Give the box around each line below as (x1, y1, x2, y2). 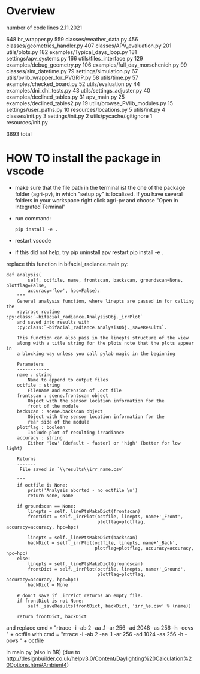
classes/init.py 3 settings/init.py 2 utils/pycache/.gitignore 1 (6, 112, 153, 120)
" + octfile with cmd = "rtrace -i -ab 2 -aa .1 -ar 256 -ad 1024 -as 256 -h (6, 630, 184, 637)
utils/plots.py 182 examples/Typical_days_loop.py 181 (6, 48, 137, 55)
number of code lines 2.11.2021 (6, 24, 83, 31)
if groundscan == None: (17, 503, 77, 509)
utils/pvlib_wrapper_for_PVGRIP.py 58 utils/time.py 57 (6, 74, 139, 81)
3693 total (6, 130, 32, 138)
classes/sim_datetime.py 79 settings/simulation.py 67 (6, 67, 138, 74)
